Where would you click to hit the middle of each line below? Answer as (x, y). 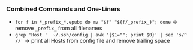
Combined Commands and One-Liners (64, 9)
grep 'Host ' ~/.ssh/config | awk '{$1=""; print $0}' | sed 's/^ (101, 35)
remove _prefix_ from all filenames (58, 28)
